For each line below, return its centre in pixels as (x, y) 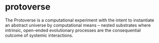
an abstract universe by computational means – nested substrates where (78, 25)
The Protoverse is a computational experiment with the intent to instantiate (80, 20)
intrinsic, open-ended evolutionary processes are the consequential (73, 30)
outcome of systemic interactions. (39, 35)
